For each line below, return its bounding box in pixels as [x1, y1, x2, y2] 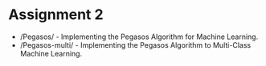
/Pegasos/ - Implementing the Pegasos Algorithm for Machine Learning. [19, 32, 259, 41]
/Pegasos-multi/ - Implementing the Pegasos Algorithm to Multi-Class [19, 40, 252, 49]
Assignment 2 [8, 6, 104, 24]
